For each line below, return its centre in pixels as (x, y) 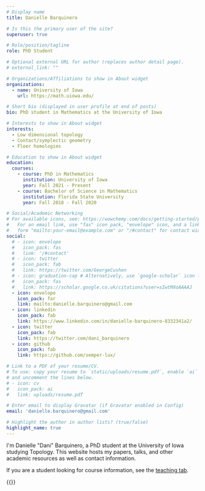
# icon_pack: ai (30, 389)
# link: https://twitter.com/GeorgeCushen (69, 270)
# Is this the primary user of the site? (60, 29)
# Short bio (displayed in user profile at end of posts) (81, 107)
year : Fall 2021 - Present (57, 185)
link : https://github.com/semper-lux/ (67, 355)
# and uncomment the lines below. (50, 378)
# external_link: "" (33, 68)
